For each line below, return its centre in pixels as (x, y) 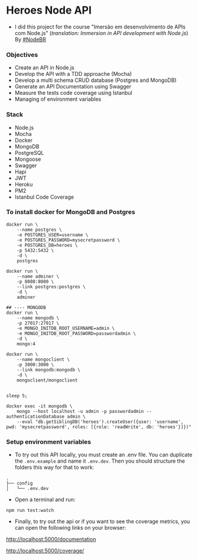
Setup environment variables (49, 441)
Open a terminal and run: (45, 499)
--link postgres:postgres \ (51, 287)
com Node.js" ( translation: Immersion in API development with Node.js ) (101, 33)
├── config (20, 483)
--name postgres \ (39, 230)
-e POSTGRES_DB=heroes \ (47, 245)
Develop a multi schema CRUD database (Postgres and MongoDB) (95, 80)
